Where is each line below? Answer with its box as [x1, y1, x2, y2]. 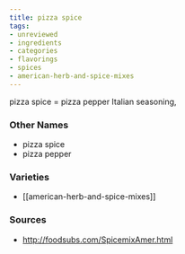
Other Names [9, 118, 69, 131]
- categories [9, 47, 58, 56]
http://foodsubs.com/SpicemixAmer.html [22, 234, 173, 245]
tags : [9, 22, 30, 31]
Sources [9, 214, 47, 226]
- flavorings [9, 55, 58, 64]
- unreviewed [9, 30, 58, 39]
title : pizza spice [9, 13, 83, 22]
